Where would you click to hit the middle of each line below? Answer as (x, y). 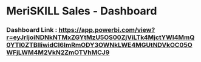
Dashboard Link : (32, 30)
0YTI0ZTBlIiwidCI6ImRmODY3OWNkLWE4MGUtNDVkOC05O (99, 45)
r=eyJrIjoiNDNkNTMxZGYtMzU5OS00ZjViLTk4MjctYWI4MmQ (101, 37)
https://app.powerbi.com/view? (107, 30)
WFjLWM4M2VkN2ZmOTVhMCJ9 (58, 52)
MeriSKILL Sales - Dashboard (82, 11)
